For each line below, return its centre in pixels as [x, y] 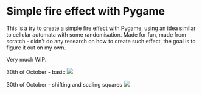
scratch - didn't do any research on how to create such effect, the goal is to [101, 41]
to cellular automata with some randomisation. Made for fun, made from [96, 34]
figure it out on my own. [36, 48]
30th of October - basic [36, 72]
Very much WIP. [26, 59]
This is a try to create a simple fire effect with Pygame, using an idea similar [101, 28]
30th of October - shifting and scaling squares [64, 84]
